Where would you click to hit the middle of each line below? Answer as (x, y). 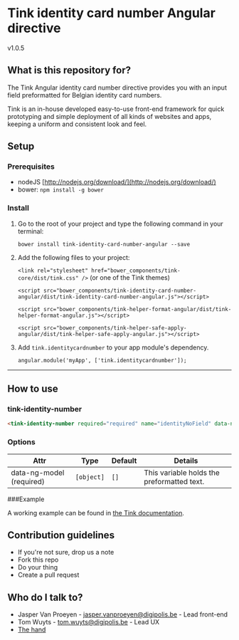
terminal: (31, 231)
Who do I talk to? (45, 597)
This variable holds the (182, 473)
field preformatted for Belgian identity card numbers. (85, 95)
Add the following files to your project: (74, 257)
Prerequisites (31, 167)
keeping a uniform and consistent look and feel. (77, 124)
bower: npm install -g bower (61, 189)
